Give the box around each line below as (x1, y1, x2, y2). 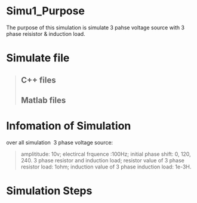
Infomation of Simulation (6, 119, 131, 133)
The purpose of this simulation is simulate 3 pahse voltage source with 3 (6, 24, 185, 31)
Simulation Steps (6, 184, 93, 198)
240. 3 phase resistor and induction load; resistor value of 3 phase (20, 156, 185, 164)
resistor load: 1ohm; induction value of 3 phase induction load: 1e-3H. (20, 163, 192, 170)
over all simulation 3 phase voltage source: (6, 139, 113, 146)
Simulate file (6, 51, 70, 65)
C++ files (20, 75, 56, 85)
